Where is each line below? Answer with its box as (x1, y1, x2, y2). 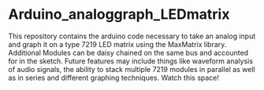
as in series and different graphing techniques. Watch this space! (8, 73, 219, 82)
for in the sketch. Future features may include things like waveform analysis (8, 56, 254, 66)
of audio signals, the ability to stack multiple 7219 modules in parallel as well (8, 64, 255, 74)
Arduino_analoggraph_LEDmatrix (8, 5, 230, 23)
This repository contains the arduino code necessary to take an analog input (8, 31, 256, 41)
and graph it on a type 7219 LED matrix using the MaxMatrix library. (8, 39, 227, 49)
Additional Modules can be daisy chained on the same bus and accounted (8, 48, 249, 57)
